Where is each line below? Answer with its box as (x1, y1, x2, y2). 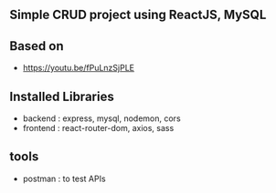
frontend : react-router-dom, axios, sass (22, 123, 175, 134)
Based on (9, 38, 64, 54)
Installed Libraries (9, 88, 114, 104)
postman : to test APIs (22, 173, 107, 184)
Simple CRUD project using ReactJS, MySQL (9, 7, 267, 23)
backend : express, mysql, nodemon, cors (22, 113, 181, 124)
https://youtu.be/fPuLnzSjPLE (22, 63, 135, 74)
